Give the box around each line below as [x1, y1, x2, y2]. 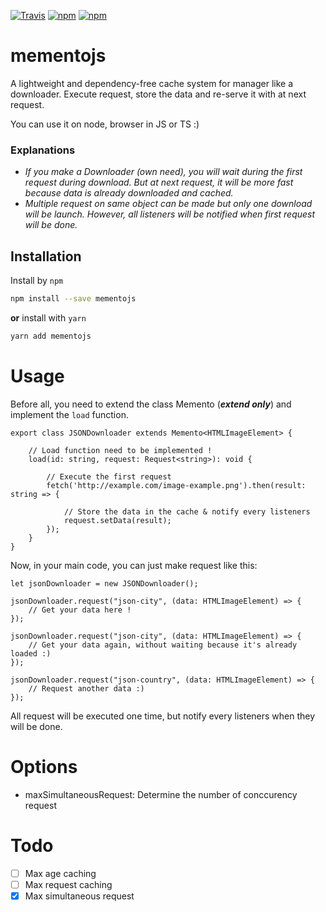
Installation [10, 248, 82, 265]
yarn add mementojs [10, 331, 92, 341]
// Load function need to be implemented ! [28, 445, 213, 455]
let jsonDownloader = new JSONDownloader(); [10, 578, 199, 589]
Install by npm [10, 275, 64, 287]
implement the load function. [10, 408, 129, 420]
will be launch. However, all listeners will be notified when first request [24, 208, 316, 220]
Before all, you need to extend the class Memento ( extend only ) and [10, 398, 292, 410]
